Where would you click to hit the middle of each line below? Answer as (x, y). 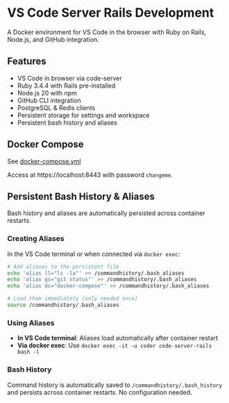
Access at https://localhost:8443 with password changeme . (90, 175)
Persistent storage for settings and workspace (83, 115)
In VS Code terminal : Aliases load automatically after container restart (118, 338)
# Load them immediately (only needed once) (73, 299)
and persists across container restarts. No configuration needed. (100, 392)
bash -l (28, 352)
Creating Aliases (36, 239)
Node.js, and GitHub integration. (53, 39)
